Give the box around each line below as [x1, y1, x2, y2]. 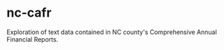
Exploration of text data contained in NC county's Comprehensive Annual [6, 28, 217, 36]
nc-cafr [6, 5, 52, 21]
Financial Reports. [6, 35, 59, 43]
